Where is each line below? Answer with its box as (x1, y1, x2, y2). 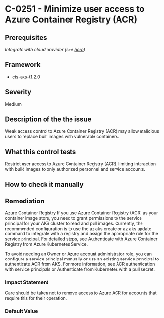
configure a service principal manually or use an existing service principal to (5, 256, 159, 262)
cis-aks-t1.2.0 (12, 74, 40, 80)
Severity (5, 88, 32, 96)
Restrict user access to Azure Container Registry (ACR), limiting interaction (5, 161, 156, 167)
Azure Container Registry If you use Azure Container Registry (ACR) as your (5, 210, 158, 216)
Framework (5, 60, 41, 69)
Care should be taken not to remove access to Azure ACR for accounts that (5, 290, 157, 296)
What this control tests (5, 147, 76, 156)
